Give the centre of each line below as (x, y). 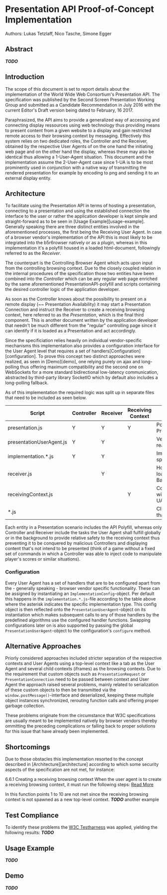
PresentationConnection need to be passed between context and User (77, 679)
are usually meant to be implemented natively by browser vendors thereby (81, 721)
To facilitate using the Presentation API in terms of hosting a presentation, (81, 206)
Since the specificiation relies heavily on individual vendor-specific (74, 340)
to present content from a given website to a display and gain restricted (78, 130)
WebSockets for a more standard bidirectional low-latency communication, (82, 372)
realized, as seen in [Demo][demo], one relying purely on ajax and (73, 362)
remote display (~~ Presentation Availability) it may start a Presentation (78, 304)
